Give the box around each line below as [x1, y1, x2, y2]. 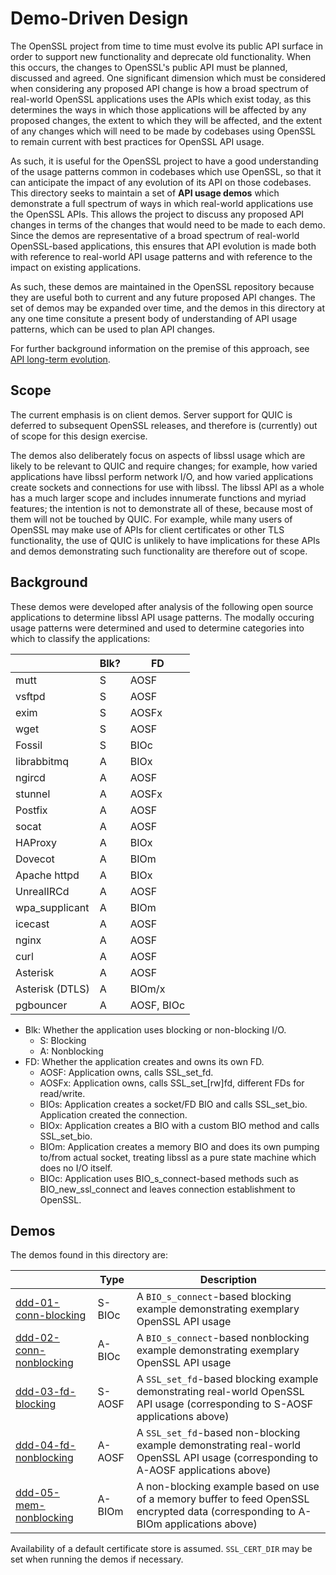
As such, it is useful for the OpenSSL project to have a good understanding [10, 155, 319, 167]
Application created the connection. [39, 1108, 188, 1121]
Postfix [15, 803, 48, 817]
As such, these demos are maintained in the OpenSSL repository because [10, 280, 315, 292]
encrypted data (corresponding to [136, 1505, 297, 1519]
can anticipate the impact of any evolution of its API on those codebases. [10, 176, 312, 188]
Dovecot [15, 852, 55, 866]
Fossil [15, 738, 43, 752]
